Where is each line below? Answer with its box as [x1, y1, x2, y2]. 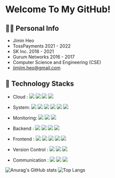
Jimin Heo [12, 37, 35, 43]
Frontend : [12, 136, 35, 142]
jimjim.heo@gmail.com [12, 65, 61, 71]
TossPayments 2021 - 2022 [12, 43, 71, 49]
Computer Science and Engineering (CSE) [12, 59, 101, 65]
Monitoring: [12, 115, 37, 121]
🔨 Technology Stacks [5, 79, 74, 88]
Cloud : [12, 94, 28, 100]
